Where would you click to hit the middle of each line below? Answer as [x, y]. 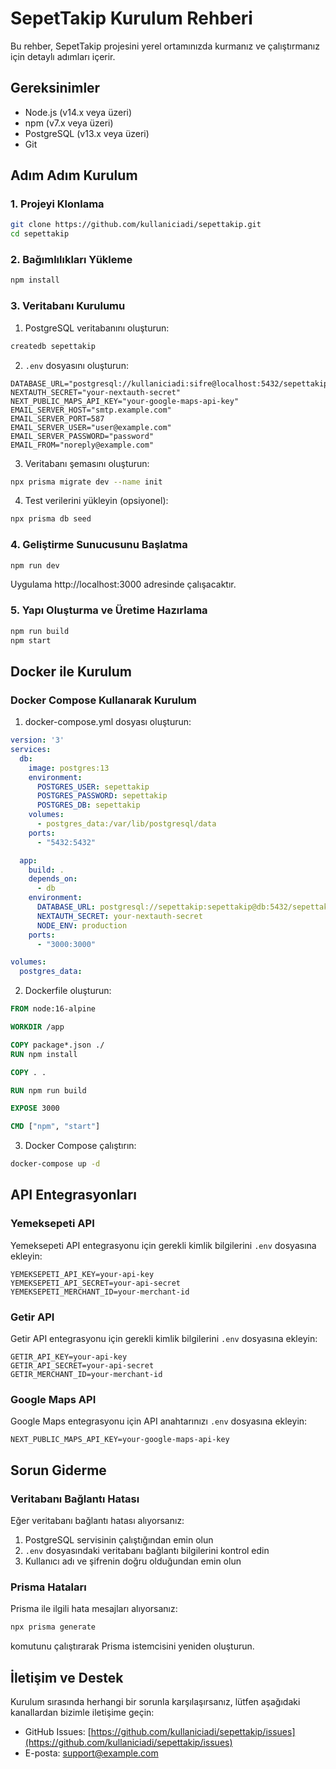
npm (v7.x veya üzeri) [69, 123]
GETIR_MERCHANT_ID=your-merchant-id [86, 1375]
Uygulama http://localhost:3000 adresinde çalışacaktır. [123, 584]
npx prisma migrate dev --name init [86, 482]
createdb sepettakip [53, 346]
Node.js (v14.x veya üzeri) [78, 112]
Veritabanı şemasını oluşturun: [87, 463]
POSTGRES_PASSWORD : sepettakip [102, 796]
